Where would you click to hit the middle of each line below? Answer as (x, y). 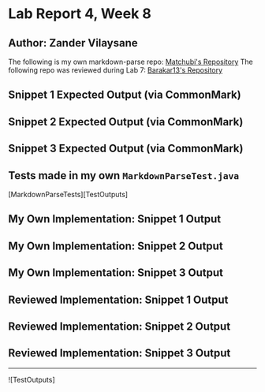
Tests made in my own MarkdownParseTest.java (123, 175)
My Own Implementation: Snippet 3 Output (116, 273)
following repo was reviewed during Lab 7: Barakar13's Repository (116, 70)
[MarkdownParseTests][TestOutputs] (68, 194)
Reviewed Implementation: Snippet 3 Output (119, 353)
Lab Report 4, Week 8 (80, 14)
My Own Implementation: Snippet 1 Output (115, 219)
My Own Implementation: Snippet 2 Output (116, 246)
